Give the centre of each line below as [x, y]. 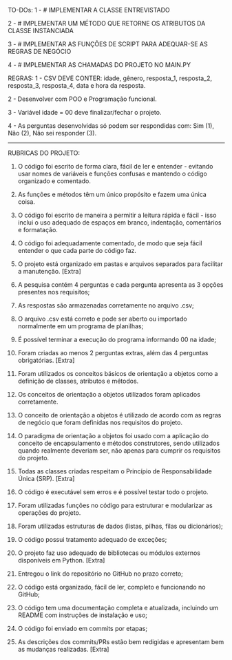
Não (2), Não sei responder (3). [52, 133]
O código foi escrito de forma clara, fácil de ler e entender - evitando [115, 166]
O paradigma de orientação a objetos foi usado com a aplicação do [113, 436]
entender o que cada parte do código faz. [77, 251]
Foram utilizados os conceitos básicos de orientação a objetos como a [118, 374]
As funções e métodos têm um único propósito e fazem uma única [112, 194]
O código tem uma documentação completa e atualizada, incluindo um [118, 608]
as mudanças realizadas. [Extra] [63, 649]
